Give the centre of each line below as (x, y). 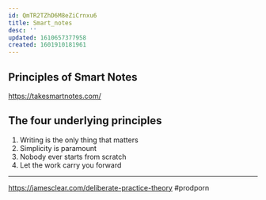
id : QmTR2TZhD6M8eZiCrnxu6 (53, 15)
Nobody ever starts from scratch (73, 157)
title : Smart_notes (40, 23)
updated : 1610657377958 (47, 38)
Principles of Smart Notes (73, 77)
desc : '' (23, 30)
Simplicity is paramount (58, 148)
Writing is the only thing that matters (79, 140)
